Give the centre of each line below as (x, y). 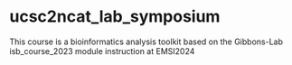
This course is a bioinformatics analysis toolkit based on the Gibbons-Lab (146, 42)
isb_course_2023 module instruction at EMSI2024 (102, 51)
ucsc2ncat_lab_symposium (115, 17)
